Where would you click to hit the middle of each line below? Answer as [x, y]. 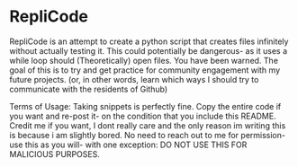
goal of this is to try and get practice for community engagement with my [145, 70]
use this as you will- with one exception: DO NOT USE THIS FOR [128, 145]
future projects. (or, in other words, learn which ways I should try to [134, 79]
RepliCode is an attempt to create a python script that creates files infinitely [149, 41]
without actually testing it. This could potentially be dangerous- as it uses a [149, 50]
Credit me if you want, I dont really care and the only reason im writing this [148, 125]
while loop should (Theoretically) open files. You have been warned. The [144, 60]
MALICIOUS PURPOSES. [55, 154]
